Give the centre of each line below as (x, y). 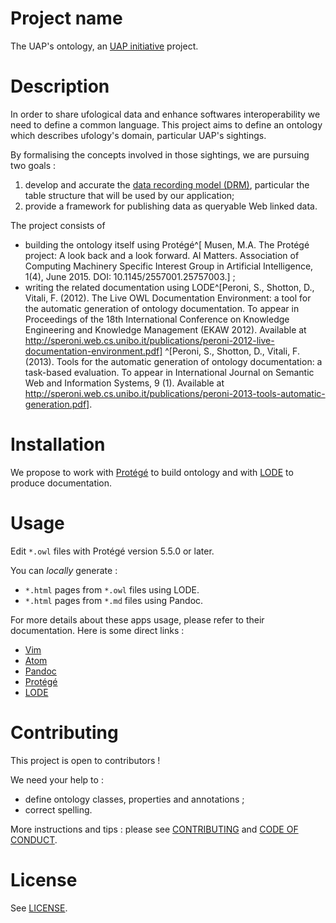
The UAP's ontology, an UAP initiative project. (104, 46)
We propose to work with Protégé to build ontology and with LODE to (152, 472)
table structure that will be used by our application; (129, 195)
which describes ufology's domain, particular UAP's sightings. (138, 135)
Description (60, 86)
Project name (66, 18)
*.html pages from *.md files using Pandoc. (114, 600)
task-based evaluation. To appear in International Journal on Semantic (169, 372)
